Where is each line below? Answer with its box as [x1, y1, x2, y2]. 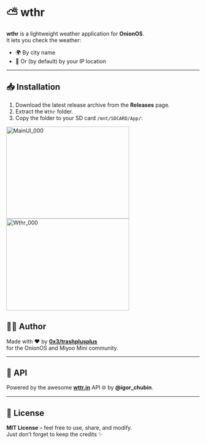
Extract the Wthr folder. [15, 107, 74, 115]
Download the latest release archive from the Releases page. [15, 101, 170, 109]
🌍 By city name [15, 48, 56, 56]
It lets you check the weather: [6, 36, 82, 44]
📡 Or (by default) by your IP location [15, 57, 106, 65]
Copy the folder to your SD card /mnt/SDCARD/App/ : [15, 114, 143, 121]
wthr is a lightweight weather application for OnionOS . [6, 29, 145, 37]
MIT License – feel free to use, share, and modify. [6, 424, 132, 432]
